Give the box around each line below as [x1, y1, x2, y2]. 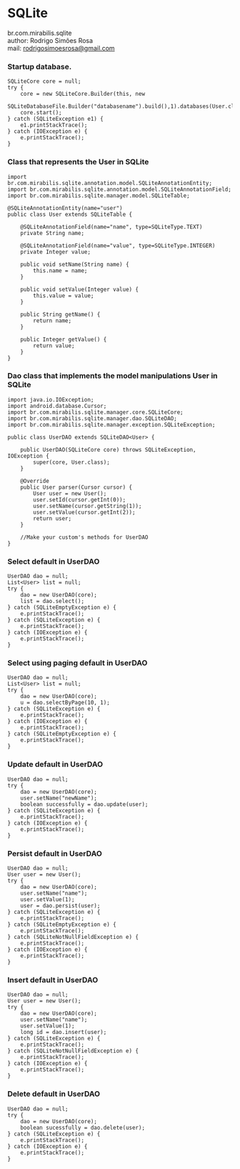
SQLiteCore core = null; [7, 78, 81, 85]
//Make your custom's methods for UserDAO [20, 534, 149, 541]
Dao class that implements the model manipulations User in [7, 371, 218, 381]
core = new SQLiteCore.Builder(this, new [20, 91, 145, 98]
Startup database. [7, 61, 72, 71]
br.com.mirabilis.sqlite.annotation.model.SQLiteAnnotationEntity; [7, 179, 213, 186]
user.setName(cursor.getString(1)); [33, 502, 142, 509]
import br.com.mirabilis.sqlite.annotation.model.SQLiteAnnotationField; [7, 186, 232, 193]
